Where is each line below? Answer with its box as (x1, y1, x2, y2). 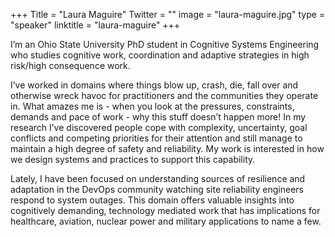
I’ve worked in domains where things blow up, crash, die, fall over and (10, 79, 299, 91)
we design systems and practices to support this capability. (10, 154, 256, 165)
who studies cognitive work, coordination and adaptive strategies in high (10, 49, 310, 61)
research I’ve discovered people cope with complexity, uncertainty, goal (10, 122, 308, 133)
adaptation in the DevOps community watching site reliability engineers (10, 184, 304, 195)
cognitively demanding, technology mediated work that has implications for (10, 205, 321, 216)
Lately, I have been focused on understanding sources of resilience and (10, 173, 306, 184)
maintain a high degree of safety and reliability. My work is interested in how (10, 143, 325, 154)
